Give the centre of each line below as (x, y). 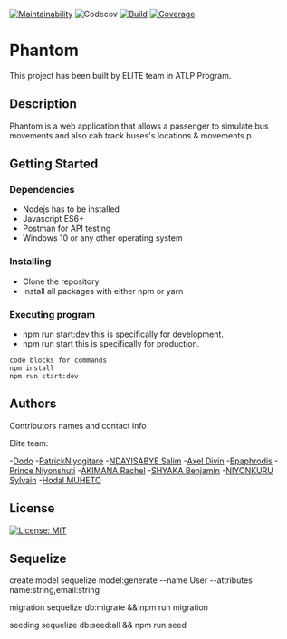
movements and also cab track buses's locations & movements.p (130, 135)
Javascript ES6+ (53, 219)
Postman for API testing (67, 229)
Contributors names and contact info (78, 425)
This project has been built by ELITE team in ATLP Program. (120, 75)
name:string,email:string (54, 590)
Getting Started (54, 164)
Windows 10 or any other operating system (102, 238)
